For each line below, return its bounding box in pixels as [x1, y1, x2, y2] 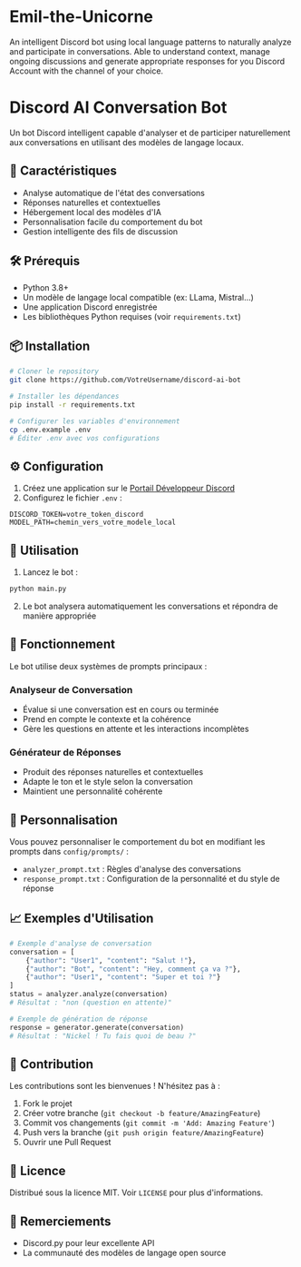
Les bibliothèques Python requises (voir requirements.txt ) [22, 311, 242, 322]
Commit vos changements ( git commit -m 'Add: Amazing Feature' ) [22, 1117, 275, 1128]
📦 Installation [9, 338, 91, 353]
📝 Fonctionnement [9, 637, 116, 652]
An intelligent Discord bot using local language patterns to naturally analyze [9, 36, 292, 47]
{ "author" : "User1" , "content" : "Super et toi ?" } [25, 973, 221, 982]
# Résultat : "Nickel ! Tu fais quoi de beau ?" [9, 1031, 197, 1041]
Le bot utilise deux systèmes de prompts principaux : [9, 660, 208, 671]
